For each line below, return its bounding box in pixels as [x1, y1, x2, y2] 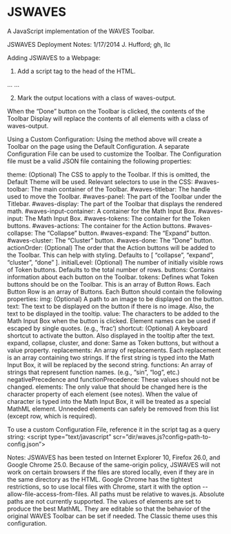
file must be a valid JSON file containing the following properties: [7, 156, 192, 165]
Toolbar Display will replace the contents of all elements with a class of [7, 114, 209, 123]
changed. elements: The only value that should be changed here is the [7, 382, 208, 391]
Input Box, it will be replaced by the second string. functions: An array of [7, 360, 213, 369]
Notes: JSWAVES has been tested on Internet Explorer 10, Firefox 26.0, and [7, 453, 221, 462]
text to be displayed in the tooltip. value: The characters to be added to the [7, 309, 219, 318]
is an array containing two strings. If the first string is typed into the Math [7, 353, 214, 362]
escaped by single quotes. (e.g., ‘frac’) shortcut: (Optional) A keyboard [7, 324, 208, 332]
